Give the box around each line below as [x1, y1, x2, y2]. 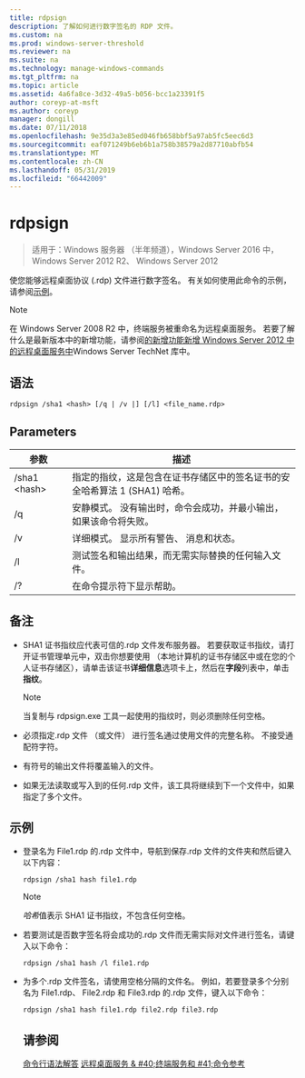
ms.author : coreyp [9, 106, 79, 115]
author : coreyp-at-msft [9, 97, 100, 107]
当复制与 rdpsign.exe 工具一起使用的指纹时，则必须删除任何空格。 [22, 710, 271, 721]
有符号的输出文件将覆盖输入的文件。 [22, 760, 159, 771]
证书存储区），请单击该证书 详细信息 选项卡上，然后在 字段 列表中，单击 [30, 662, 290, 673]
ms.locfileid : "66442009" [9, 174, 107, 183]
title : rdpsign [9, 13, 67, 23]
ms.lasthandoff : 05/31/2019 [9, 165, 116, 175]
